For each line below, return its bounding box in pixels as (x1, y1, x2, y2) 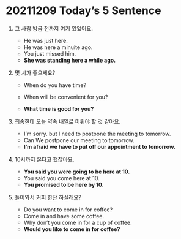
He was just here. (23, 37, 68, 44)
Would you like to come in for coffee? (23, 225, 120, 233)
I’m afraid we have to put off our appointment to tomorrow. (23, 143, 175, 150)
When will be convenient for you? (23, 93, 108, 101)
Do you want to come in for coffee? (23, 206, 113, 213)
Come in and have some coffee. (23, 212, 105, 219)
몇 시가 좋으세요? (14, 69, 56, 77)
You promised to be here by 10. (23, 181, 105, 188)
